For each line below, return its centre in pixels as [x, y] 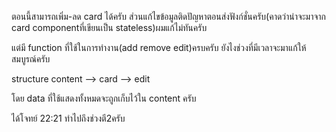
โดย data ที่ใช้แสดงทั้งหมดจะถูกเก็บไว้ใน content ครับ [104, 98]
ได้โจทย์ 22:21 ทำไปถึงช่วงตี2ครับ [68, 118]
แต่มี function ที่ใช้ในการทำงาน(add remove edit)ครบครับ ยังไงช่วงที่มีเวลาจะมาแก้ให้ [159, 47]
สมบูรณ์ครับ [31, 59]
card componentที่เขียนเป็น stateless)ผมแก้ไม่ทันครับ [109, 27]
